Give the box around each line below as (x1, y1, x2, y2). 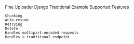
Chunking (5, 14, 23, 18)
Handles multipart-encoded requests (5, 30, 79, 35)
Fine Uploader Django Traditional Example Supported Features (5, 4, 129, 10)
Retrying (5, 22, 23, 27)
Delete (5, 26, 18, 31)
